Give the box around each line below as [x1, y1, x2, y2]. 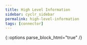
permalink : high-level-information [5, 16, 79, 21]
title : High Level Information [5, 7, 70, 12]
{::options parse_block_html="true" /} [5, 35, 82, 41]
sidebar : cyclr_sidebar [5, 12, 55, 17]
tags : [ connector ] [5, 21, 43, 26]
